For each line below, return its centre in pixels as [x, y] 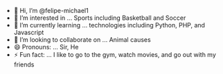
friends [24, 64]
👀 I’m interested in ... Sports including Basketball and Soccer [100, 18]
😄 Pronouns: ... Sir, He [46, 47]
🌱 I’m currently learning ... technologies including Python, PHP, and [109, 25]
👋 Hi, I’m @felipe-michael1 [51, 11]
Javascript [29, 32]
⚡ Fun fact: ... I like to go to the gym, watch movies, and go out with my [115, 54]
